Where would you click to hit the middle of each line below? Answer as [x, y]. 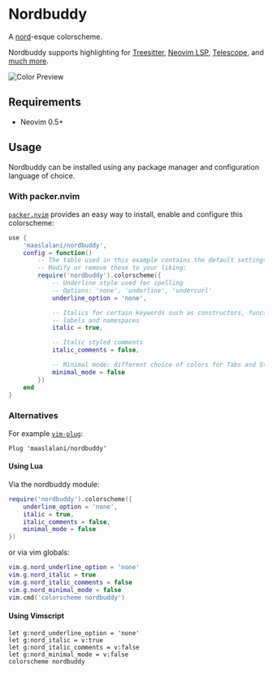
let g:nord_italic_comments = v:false [74, 647]
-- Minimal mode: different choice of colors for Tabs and [154, 365]
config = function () [58, 253]
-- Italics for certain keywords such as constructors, [148, 313]
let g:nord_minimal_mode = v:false [69, 655]
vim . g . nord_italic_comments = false [70, 582]
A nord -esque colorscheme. [56, 37]
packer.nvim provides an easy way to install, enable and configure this [126, 214]
